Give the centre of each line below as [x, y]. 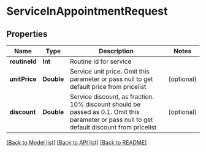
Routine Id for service [101, 61]
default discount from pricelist [113, 127]
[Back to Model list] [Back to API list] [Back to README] [77, 142]
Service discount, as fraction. [112, 97]
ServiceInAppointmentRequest [87, 11]
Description [116, 51]
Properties [27, 34]
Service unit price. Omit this [110, 71]
